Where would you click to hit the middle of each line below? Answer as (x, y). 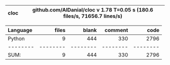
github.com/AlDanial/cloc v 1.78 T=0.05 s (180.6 (93, 10)
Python (16, 38)
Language (20, 30)
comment (116, 30)
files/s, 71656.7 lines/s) (93, 16)
